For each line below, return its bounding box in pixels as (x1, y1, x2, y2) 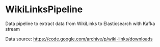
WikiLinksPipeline (5, 4, 83, 15)
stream (5, 26, 20, 32)
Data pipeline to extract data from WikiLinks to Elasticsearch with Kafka (5, 20, 155, 27)
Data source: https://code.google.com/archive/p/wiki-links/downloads (5, 36, 153, 42)
